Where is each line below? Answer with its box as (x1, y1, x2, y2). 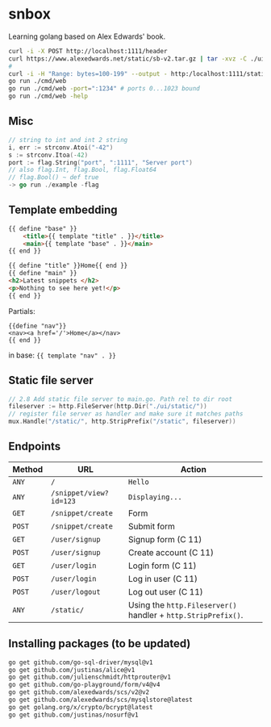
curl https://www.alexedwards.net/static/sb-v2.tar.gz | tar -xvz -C (8, 54, 248, 63)
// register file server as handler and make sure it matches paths (8, 410, 244, 418)
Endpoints (8, 440, 61, 453)
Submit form (127, 520, 176, 532)
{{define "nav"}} (8, 322, 67, 330)
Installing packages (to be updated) (8, 637, 191, 650)
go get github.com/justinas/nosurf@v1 (8, 711, 139, 719)
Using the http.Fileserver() (127, 599, 237, 610)
